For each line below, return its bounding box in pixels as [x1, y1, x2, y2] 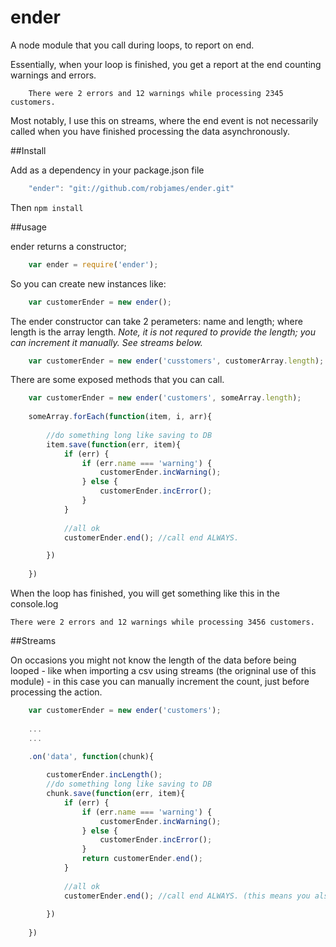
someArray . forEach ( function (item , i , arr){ [28, 412, 213, 422]
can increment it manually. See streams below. [10, 336, 203, 348]
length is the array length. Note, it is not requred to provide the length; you [10, 326, 316, 338]
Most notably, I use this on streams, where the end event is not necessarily [10, 114, 319, 126]
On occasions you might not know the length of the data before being [10, 654, 297, 666]
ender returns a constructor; [10, 240, 127, 252]
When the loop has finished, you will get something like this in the [10, 587, 280, 600]
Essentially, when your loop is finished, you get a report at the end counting [10, 58, 322, 70]
